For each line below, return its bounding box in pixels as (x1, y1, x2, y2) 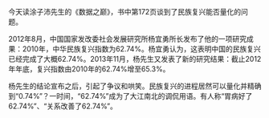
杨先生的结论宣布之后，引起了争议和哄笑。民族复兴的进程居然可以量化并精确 (8, 81, 262, 91)
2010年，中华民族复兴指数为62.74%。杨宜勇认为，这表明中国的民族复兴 (22, 44, 261, 54)
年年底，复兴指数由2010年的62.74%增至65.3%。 (8, 64, 170, 74)
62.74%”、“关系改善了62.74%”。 (8, 101, 118, 111)
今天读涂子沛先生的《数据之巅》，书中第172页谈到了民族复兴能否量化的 (8, 7, 242, 16)
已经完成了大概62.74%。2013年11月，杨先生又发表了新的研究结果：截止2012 (8, 55, 262, 63)
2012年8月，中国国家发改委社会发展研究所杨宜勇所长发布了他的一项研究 (8, 35, 247, 43)
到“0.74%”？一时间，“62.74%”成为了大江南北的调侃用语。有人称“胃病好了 (8, 92, 253, 100)
